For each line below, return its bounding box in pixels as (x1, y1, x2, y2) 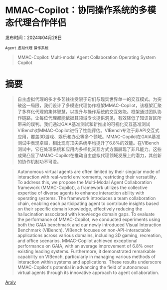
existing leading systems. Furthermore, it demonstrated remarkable (17, 248, 156, 254)
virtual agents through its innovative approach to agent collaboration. (17, 269, 160, 275)
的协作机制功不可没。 (17, 158, 61, 164)
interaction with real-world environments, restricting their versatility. (17, 173, 157, 180)
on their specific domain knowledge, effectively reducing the (17, 205, 143, 211)
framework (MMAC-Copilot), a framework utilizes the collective (17, 184, 148, 190)
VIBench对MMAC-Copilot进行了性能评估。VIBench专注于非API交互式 (17, 127, 160, 133)
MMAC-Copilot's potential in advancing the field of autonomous (17, 264, 149, 270)
